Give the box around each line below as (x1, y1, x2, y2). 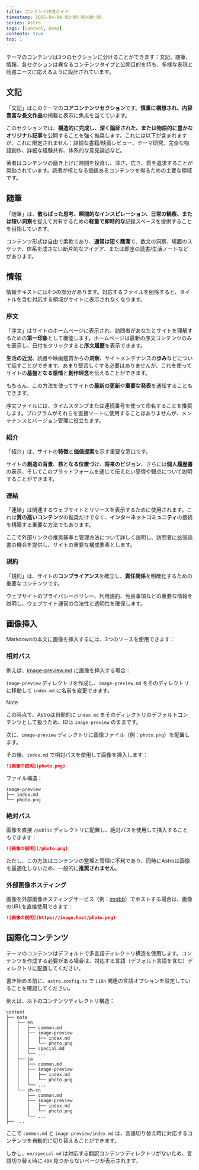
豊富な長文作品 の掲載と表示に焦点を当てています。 (6, 111, 130, 119)
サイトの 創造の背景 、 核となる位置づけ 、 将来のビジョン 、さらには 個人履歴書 (6, 460, 193, 468)
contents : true (6, 31, 44, 37)
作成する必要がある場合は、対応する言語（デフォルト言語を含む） (26, 957, 188, 964)
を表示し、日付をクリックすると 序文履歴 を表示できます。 (6, 341, 146, 349)
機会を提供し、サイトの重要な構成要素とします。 (16, 541, 136, 548)
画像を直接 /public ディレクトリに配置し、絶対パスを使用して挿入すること (6, 826, 188, 833)
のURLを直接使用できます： (6, 903, 74, 910)
